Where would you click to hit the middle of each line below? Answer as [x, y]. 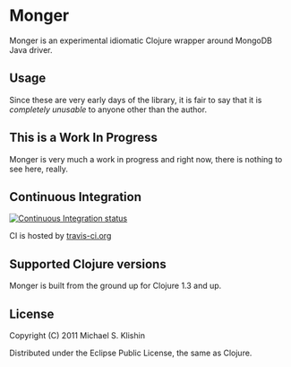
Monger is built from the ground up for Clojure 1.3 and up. [116, 286]
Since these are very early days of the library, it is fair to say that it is [136, 100]
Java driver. [31, 49]
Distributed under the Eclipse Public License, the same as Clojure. [131, 353]
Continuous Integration [75, 197]
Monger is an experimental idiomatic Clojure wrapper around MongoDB [141, 40]
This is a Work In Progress [84, 138]
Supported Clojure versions [88, 264]
